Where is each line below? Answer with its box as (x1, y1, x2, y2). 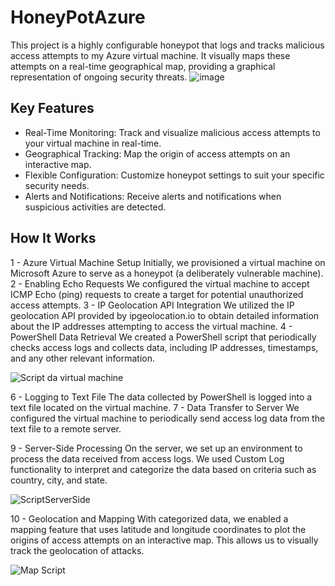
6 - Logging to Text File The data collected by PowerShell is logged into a (10, 391, 313, 403)
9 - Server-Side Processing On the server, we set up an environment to (10, 442, 303, 454)
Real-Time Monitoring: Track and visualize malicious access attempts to (24, 126, 321, 138)
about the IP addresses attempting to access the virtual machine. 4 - (10, 320, 293, 332)
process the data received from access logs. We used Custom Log (10, 452, 285, 465)
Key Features (10, 100, 95, 117)
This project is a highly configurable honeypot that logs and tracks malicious (10, 39, 325, 51)
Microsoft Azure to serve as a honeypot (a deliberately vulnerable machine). (10, 267, 324, 279)
